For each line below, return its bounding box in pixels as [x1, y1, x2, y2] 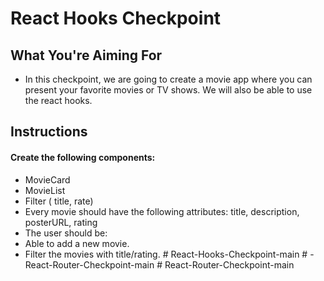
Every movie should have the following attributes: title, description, [24, 205, 300, 217]
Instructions [10, 123, 88, 141]
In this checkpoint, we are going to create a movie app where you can [24, 73, 313, 85]
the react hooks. [24, 95, 93, 106]
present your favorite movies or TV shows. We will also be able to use [24, 84, 313, 96]
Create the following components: [10, 151, 156, 163]
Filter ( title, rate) [24, 195, 94, 207]
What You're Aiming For [10, 47, 163, 64]
